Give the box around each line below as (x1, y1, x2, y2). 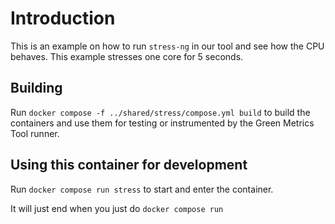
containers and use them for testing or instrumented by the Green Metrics (10, 117, 315, 129)
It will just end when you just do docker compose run (10, 202, 224, 214)
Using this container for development (10, 157, 248, 174)
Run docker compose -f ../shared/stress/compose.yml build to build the (10, 106, 311, 118)
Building (10, 80, 63, 97)
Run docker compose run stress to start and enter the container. (10, 183, 274, 195)
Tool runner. (10, 127, 60, 139)
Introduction (10, 7, 116, 30)
